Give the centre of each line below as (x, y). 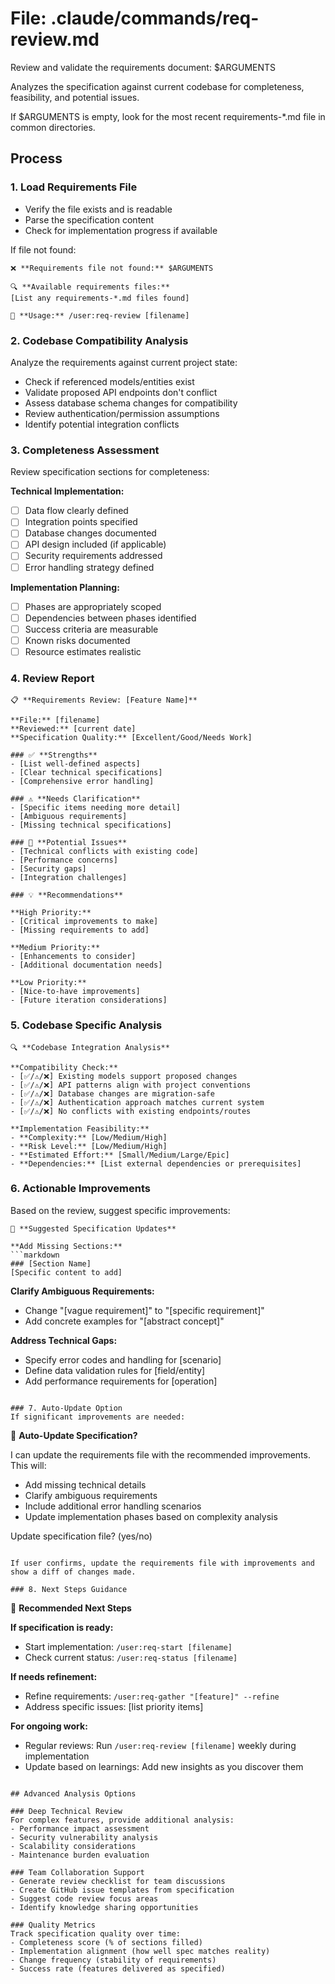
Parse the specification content (89, 219)
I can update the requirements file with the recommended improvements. (160, 1454)
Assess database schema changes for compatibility (131, 403)
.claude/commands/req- (155, 18)
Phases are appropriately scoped (93, 606)
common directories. (53, 127)
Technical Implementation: (67, 491)
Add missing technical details (85, 1484)
